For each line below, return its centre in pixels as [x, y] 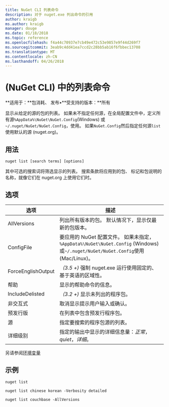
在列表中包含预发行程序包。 [92, 313]
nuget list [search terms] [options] [45, 161]
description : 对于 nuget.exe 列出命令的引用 [49, 15]
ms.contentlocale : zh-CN [31, 57]
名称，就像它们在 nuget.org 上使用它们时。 [50, 177]
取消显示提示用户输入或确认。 [95, 303]
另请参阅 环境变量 [23, 353]
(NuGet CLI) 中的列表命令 [58, 88]
